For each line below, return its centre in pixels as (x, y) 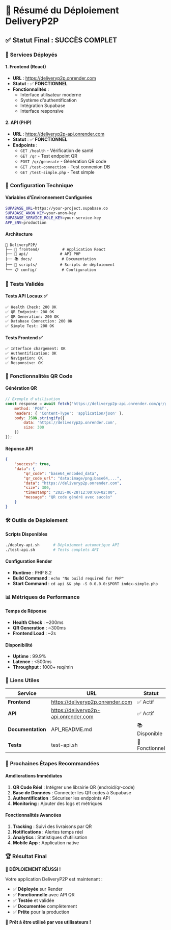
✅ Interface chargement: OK (36, 349)
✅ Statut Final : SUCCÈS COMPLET (61, 40)
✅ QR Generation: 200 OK (32, 317)
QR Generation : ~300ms (39, 627)
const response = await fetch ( (38, 404)
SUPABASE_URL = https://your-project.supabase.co (57, 209)
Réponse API (19, 448)
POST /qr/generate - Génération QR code (63, 161)
